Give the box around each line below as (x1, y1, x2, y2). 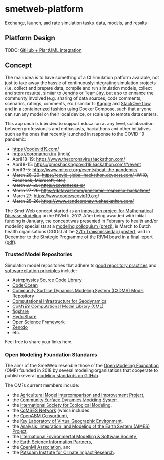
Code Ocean (12, 282, 38, 288)
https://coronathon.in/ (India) (12, 151, 71, 157)
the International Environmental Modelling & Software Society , (12, 434, 137, 440)
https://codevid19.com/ (12, 146, 59, 152)
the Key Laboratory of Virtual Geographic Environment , (12, 418, 123, 424)
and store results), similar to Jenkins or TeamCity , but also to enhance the (5, 90, 154, 96)
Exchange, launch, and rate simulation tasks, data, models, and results (5, 20, 147, 26)
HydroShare (12, 313, 37, 319)
